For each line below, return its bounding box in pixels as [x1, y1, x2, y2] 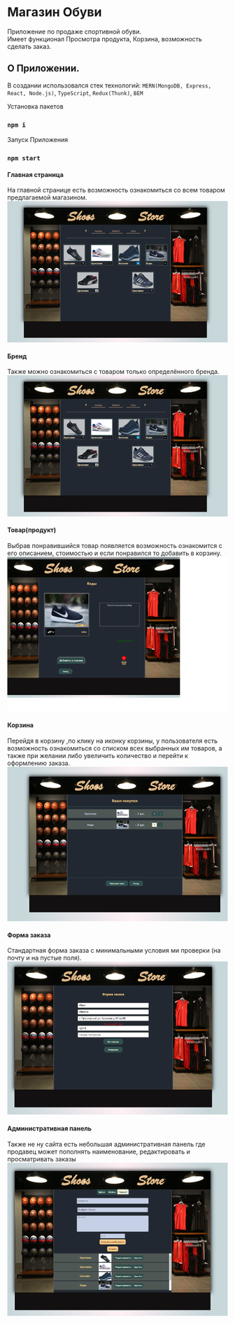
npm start [7, 154, 41, 162]
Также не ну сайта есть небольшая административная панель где [7, 1140, 206, 1148]
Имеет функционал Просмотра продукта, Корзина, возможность [7, 34, 203, 43]
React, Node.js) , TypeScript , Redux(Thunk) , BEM [7, 88, 143, 97]
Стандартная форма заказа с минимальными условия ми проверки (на [7, 946, 221, 955]
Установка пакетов [7, 102, 64, 111]
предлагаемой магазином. [7, 193, 87, 202]
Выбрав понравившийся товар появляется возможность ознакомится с [7, 542, 222, 550]
